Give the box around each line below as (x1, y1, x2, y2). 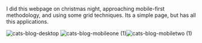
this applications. (6, 18, 49, 25)
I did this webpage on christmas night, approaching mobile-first (6, 5, 165, 12)
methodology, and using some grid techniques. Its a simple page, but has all (6, 12, 197, 19)
